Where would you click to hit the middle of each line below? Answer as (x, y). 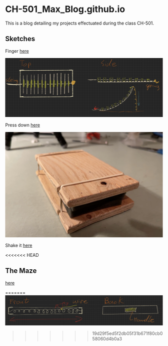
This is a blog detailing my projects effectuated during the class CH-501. (79, 23)
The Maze (21, 271)
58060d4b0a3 (107, 338)
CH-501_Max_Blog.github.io (65, 9)
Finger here (17, 51)
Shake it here (19, 245)
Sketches (20, 39)
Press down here (22, 125)
